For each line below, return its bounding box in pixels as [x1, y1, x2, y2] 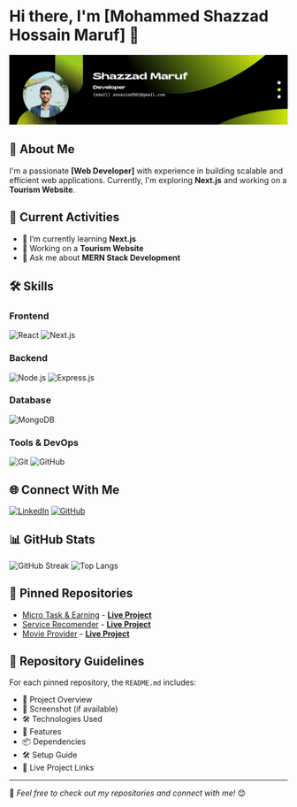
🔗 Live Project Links [21, 763, 95, 773]
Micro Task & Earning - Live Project [21, 609, 152, 620]
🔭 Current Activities [9, 210, 120, 225]
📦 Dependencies [21, 736, 87, 747]
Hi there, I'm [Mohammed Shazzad [9, 6, 270, 27]
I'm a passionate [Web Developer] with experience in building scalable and [9, 165, 284, 176]
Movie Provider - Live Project [21, 628, 130, 639]
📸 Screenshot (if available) [21, 703, 118, 714]
